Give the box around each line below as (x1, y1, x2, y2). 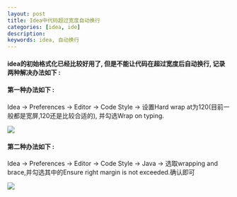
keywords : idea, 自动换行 (7, 37, 80, 44)
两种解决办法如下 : (7, 68, 61, 76)
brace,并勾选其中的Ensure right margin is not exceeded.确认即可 (7, 168, 195, 177)
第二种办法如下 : (7, 142, 54, 150)
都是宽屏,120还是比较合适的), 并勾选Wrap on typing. (13, 111, 165, 120)
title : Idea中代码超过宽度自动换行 (7, 17, 100, 24)
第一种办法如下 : (7, 85, 54, 94)
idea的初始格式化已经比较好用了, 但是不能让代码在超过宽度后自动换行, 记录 (7, 59, 226, 68)
